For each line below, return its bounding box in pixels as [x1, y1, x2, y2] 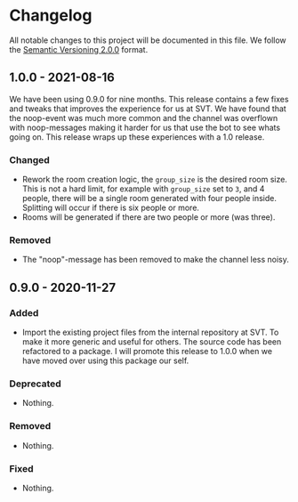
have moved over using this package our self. [21, 355, 189, 366]
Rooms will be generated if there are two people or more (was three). [21, 212, 276, 223]
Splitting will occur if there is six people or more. [21, 202, 200, 214]
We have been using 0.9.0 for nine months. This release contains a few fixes [9, 93, 289, 104]
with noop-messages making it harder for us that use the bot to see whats [9, 122, 281, 133]
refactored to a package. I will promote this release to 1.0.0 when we [21, 346, 273, 357]
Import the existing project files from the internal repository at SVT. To [21, 327, 279, 338]
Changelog [9, 5, 93, 26]
